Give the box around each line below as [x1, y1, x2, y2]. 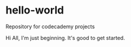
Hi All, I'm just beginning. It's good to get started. [5, 34, 125, 41]
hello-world [5, 4, 65, 17]
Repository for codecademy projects [5, 23, 95, 30]
